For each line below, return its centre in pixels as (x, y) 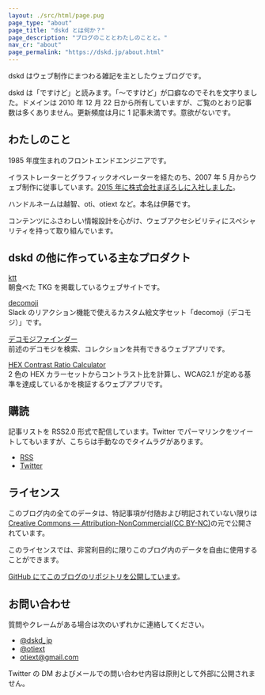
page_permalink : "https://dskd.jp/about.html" (86, 52)
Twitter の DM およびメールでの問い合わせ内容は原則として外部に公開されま (132, 674)
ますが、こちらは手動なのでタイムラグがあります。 (125, 442)
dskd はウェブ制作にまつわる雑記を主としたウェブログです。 (107, 76)
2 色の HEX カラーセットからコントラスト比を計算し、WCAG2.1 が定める (126, 374)
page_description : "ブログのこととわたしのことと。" (88, 38)
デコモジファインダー (43, 339)
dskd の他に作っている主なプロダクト (100, 258)
